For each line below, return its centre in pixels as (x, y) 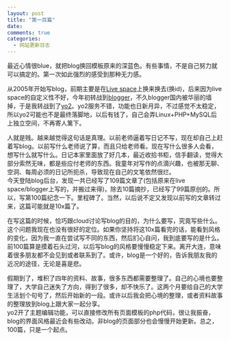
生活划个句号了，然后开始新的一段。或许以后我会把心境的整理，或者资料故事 (115, 295)
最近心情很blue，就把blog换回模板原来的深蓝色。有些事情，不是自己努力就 (112, 65)
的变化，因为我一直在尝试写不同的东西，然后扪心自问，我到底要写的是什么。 (115, 238)
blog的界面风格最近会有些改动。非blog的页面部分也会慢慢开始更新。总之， (112, 321)
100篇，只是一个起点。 (39, 329)
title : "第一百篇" (31, 20)
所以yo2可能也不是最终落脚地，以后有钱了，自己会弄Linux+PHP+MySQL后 (112, 114)
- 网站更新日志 (32, 45)
